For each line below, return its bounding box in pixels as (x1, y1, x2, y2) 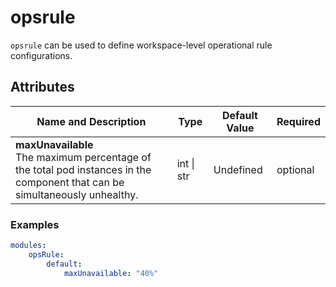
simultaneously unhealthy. (15, 187, 139, 201)
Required (276, 114, 321, 128)
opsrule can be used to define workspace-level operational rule (10, 39, 273, 51)
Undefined (213, 162, 263, 176)
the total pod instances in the (15, 162, 152, 176)
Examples (10, 217, 60, 231)
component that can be (15, 175, 125, 189)
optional (276, 162, 315, 176)
